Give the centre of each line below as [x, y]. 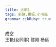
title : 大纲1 [18, 10]
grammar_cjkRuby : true [28, 19]
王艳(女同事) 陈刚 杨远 [27, 40]
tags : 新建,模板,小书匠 [27, 14]
